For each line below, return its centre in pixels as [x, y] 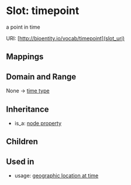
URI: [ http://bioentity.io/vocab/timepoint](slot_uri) [65, 38]
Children [22, 142]
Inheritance [27, 109]
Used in [20, 161]
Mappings [25, 57]
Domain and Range [41, 76]
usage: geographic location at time [56, 176]
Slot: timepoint [43, 11]
